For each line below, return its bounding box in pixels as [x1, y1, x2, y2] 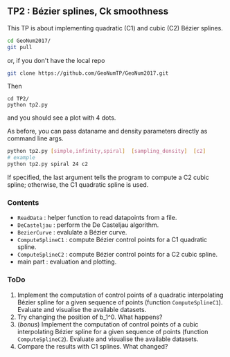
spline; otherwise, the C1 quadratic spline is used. [7, 181, 149, 189]
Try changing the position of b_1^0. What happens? [17, 313, 163, 321]
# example [7, 154, 36, 161]
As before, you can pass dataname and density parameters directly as [7, 127, 208, 136]
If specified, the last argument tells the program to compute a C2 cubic [7, 173, 209, 182]
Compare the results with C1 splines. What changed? [17, 342, 168, 350]
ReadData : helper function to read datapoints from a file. [17, 214, 177, 222]
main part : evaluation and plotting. [17, 257, 117, 266]
